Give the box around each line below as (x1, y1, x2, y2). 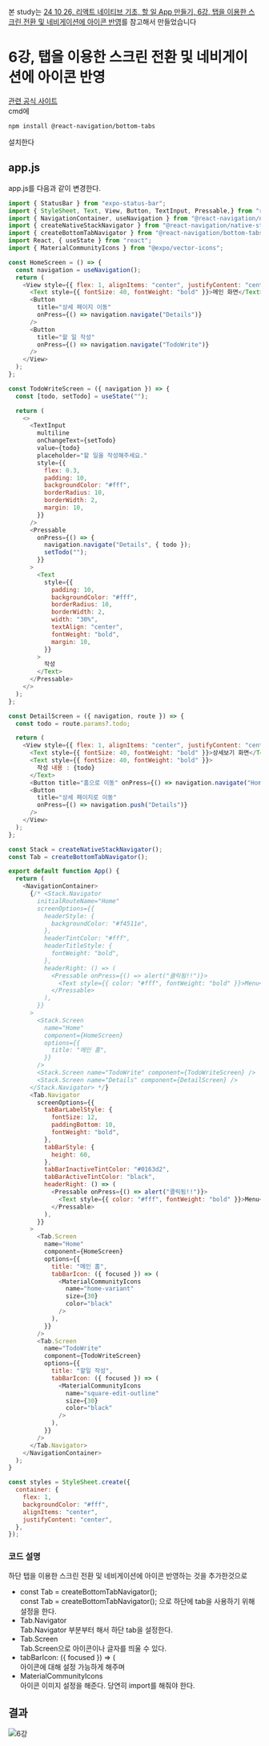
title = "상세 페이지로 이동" (37, 793, 118, 802)
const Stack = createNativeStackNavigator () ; (8, 845, 163, 853)
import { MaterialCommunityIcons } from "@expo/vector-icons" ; (8, 244, 224, 252)
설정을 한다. (19, 1606, 58, 1616)
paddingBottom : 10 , (50, 1121, 116, 1129)
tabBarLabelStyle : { (43, 1106, 113, 1114)
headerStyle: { (43, 912, 94, 920)
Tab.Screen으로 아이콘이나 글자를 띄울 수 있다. (19, 1643, 167, 1653)
